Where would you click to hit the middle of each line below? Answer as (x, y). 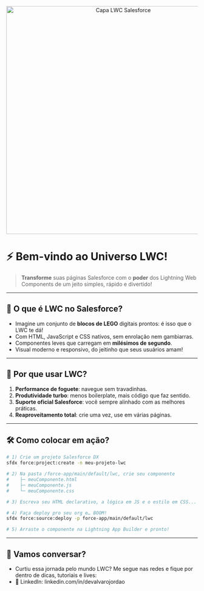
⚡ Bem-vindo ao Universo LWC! (87, 257)
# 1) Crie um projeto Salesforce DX (53, 457)
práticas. (26, 408)
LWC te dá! (29, 330)
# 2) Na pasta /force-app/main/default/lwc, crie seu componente (90, 474)
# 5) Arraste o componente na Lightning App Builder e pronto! (88, 530)
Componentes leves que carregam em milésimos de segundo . (93, 343)
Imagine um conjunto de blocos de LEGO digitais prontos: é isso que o (103, 323)
